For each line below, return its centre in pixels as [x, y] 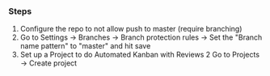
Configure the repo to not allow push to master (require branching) [131, 29]
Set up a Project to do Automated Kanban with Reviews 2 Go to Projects [140, 55]
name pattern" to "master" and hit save [85, 46]
